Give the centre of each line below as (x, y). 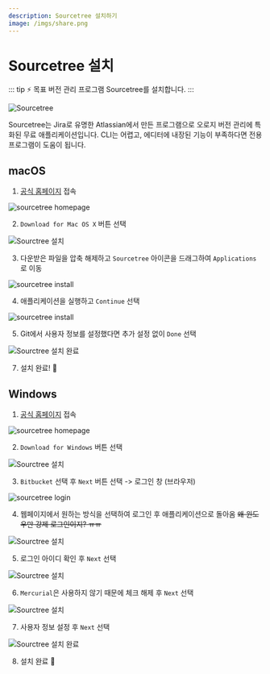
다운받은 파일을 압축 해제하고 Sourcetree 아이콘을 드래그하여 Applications (138, 258)
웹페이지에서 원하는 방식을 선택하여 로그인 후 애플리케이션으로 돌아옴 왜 (132, 514)
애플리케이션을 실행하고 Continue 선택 (80, 301)
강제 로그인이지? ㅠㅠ (69, 524)
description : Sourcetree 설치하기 (63, 16)
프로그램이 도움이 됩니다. (47, 145)
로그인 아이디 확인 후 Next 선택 (68, 559)
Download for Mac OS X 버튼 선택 (73, 224)
